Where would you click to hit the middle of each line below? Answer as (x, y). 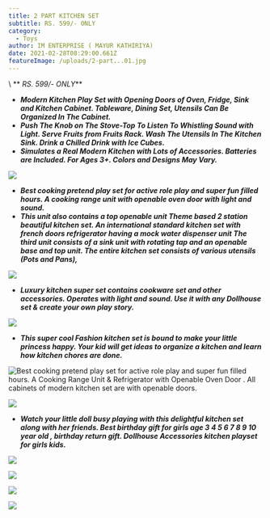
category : (25, 31)
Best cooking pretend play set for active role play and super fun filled (139, 190)
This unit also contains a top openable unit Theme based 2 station (134, 216)
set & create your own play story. (77, 307)
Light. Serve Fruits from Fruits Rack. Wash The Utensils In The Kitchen (141, 133)
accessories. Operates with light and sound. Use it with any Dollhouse (141, 298)
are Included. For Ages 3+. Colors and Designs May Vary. (119, 159)
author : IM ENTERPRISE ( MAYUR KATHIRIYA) (81, 46)
